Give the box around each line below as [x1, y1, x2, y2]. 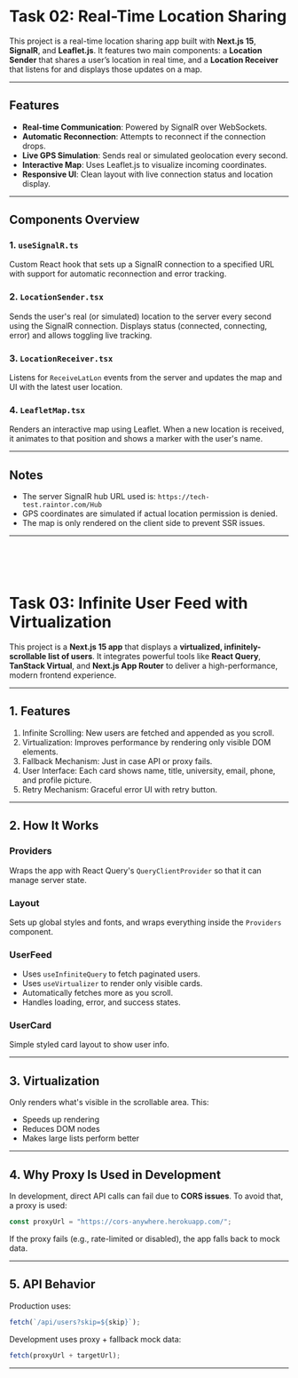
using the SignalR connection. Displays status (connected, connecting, [9, 320, 268, 331]
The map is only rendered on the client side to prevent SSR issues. [21, 518, 265, 529]
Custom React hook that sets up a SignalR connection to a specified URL [9, 259, 275, 270]
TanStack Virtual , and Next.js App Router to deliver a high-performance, [9, 660, 278, 672]
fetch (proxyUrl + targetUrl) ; [9, 1350, 122, 1360]
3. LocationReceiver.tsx [9, 352, 114, 364]
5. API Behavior [9, 1277, 96, 1292]
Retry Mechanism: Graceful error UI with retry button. [21, 784, 218, 794]
